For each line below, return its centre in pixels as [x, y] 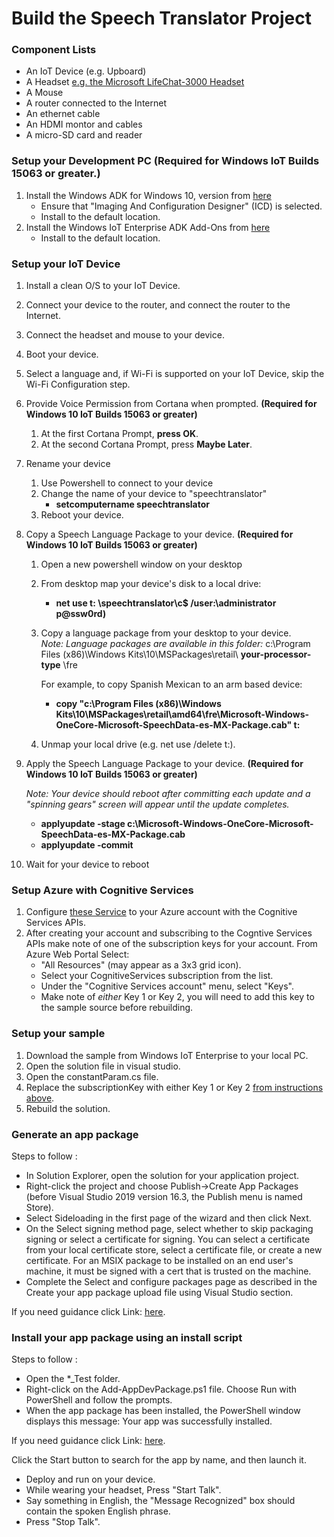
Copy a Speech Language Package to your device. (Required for [159, 534]
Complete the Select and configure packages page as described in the [171, 1281]
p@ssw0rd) [81, 614]
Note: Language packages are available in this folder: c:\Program [175, 644]
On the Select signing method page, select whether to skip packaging [169, 1228]
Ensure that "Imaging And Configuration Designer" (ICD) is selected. [181, 206]
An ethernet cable [63, 114]
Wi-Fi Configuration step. [78, 384]
